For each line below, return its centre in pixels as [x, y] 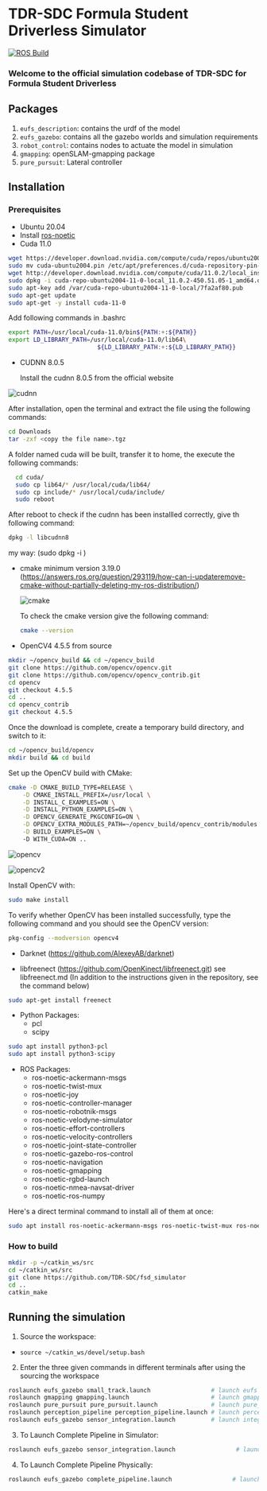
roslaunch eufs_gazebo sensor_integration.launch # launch [124, 1420]
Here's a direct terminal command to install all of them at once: [111, 1211]
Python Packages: [49, 1015]
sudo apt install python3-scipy [62, 1054]
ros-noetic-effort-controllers [78, 1128]
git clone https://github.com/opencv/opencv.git [90, 668]
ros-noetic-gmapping [67, 1171]
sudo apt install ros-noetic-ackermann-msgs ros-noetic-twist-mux [120, 1226]
